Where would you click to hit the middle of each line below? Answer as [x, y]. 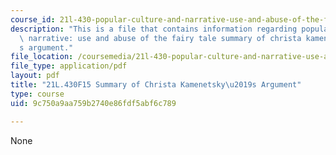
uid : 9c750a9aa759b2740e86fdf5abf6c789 [93, 103]
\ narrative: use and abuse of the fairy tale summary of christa [160, 38]
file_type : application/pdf [69, 66]
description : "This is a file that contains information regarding [154, 29]
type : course [37, 94]
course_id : [33, 19]
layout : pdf [35, 76]
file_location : [42, 57]
